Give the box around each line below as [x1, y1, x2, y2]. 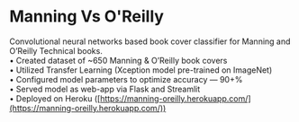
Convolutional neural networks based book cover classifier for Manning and [9, 36, 291, 47]
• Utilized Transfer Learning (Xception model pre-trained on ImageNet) [9, 65, 273, 75]
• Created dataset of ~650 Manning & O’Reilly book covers [9, 55, 228, 65]
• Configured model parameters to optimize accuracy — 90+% [9, 74, 243, 84]
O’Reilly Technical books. [9, 45, 104, 56]
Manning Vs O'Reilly [9, 6, 165, 27]
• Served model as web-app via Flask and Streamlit [9, 83, 201, 94]
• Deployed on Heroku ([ [9, 92, 101, 104]
